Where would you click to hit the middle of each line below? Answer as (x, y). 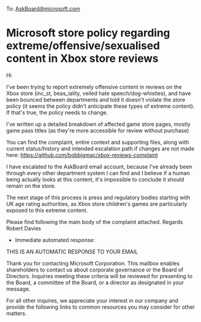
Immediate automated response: (55, 240)
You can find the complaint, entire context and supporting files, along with (97, 142)
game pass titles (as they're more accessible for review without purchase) (98, 130)
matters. (16, 313)
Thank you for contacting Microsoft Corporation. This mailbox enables (93, 263)
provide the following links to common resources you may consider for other (100, 307)
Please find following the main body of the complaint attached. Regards (94, 221)
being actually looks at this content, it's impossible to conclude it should (95, 179)
